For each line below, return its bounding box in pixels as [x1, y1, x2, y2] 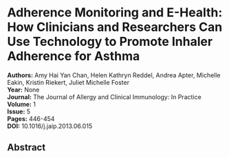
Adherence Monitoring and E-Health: [7, 5, 223, 21]
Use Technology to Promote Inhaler [7, 34, 213, 49]
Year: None [7, 85, 40, 94]
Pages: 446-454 [7, 114, 55, 122]
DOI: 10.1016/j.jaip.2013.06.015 [7, 122, 93, 130]
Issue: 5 [7, 107, 31, 116]
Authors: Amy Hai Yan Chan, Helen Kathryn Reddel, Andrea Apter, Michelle [7, 70, 221, 79]
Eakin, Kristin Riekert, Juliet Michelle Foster [7, 78, 129, 86]
